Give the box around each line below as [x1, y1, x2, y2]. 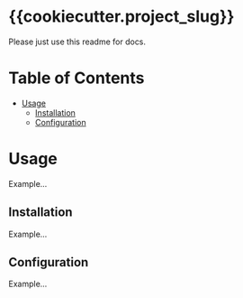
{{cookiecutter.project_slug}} [8, 6, 235, 27]
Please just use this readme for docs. [8, 36, 146, 47]
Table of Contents [8, 68, 145, 88]
